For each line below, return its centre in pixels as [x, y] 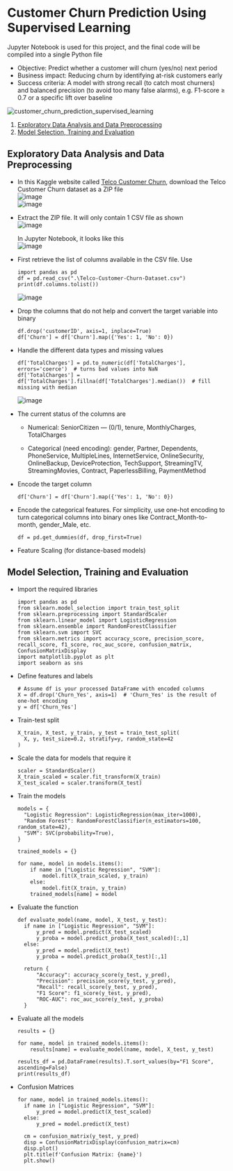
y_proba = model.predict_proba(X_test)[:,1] [102, 956]
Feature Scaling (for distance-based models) [81, 550]
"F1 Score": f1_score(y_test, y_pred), [94, 993]
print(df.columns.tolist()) [58, 284]
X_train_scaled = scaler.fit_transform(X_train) [89, 777]
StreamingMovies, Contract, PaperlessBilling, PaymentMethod [117, 470]
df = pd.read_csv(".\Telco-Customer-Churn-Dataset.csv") [102, 278]
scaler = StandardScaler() [56, 770]
